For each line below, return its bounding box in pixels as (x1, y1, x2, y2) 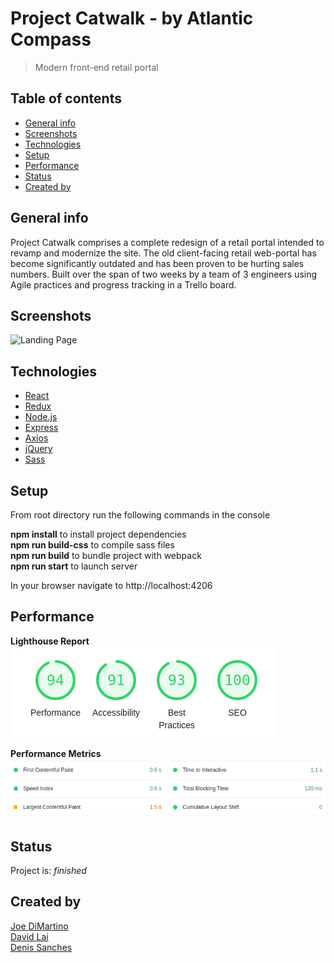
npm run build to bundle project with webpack (10, 550, 202, 561)
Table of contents (10, 90, 122, 107)
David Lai (10, 930, 49, 942)
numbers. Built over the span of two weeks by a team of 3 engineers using (10, 268, 318, 280)
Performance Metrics (10, 747, 102, 759)
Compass (10, 28, 92, 51)
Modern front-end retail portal (34, 61, 159, 73)
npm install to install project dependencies (10, 528, 187, 540)
